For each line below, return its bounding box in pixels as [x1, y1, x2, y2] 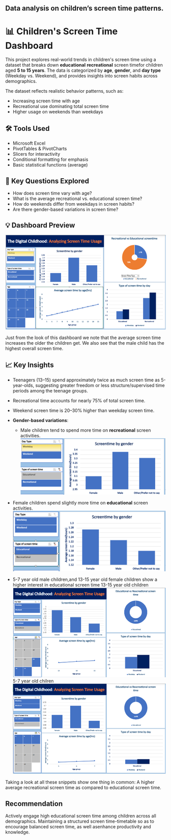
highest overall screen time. [5, 345, 64, 351]
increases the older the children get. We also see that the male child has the [5, 340, 164, 346]
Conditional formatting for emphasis [12, 156, 89, 162]
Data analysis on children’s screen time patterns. [5, 4, 164, 13]
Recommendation [5, 799, 63, 808]
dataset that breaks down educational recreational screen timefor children [5, 62, 163, 68]
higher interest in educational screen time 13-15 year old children [12, 582, 149, 588]
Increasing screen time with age [12, 98, 80, 104]
